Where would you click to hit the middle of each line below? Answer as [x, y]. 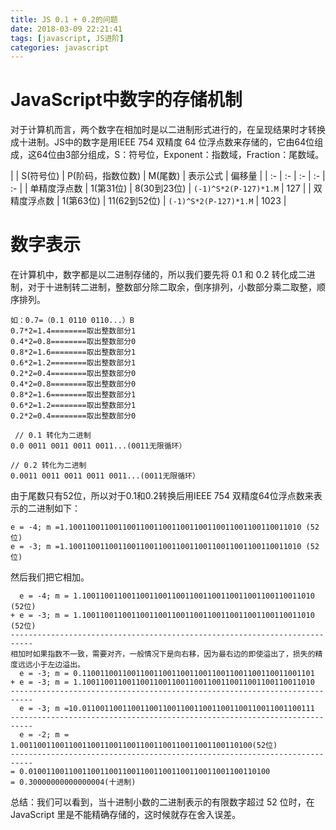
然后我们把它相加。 [50, 577]
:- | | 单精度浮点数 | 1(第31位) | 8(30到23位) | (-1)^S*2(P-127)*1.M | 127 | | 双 [166, 188]
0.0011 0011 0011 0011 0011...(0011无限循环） [105, 476]
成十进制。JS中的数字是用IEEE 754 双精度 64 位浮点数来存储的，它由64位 [162, 142]
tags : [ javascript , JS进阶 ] [67, 38]
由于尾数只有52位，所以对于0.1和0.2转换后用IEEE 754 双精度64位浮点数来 [162, 496]
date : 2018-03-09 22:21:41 [66, 29]
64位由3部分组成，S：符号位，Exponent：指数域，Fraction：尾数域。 [180, 155]
